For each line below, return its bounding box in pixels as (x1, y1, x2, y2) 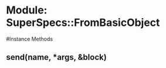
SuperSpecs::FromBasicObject (6, 16, 160, 29)
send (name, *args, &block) (6, 52, 107, 62)
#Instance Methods (6, 35, 53, 42)
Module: (6, 4, 48, 17)
